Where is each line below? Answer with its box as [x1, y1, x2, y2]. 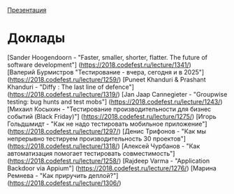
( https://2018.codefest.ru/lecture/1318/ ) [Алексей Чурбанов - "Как [7, 142, 200, 150]
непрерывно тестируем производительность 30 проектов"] [7, 134, 187, 143]
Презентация [7, 6, 47, 14]
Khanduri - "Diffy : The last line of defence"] [7, 83, 135, 91]
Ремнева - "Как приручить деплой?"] [7, 171, 119, 179]
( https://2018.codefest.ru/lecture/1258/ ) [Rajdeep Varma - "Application [7, 156, 210, 165]
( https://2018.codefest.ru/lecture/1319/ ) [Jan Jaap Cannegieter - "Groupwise [7, 90, 228, 98]
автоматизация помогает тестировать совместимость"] [7, 149, 175, 157]
